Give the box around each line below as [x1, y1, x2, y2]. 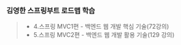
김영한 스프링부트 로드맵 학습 [6, 5, 96, 15]
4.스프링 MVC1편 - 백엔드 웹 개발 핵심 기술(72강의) [33, 22, 169, 31]
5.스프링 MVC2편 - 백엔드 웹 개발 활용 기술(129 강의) [33, 31, 175, 39]
